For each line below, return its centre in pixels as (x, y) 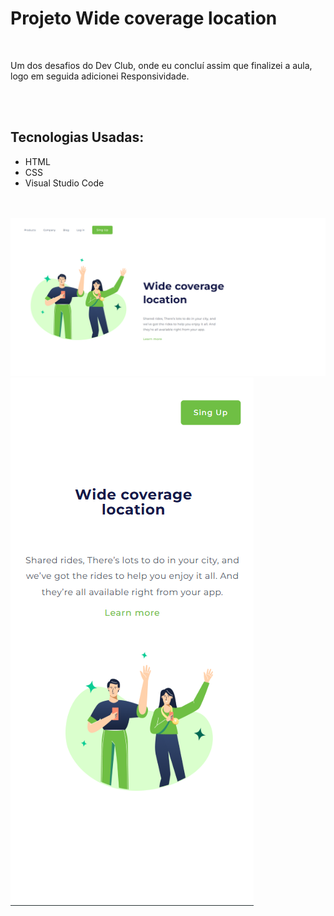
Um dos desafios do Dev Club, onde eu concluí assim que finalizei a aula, (161, 65)
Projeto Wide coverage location (144, 18)
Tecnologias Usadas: (77, 137)
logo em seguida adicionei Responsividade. (100, 76)
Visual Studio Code (64, 183)
